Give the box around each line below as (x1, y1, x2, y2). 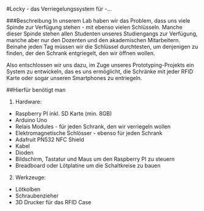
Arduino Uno (15, 116, 48, 124)
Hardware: (15, 98, 42, 105)
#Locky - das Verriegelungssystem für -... (6, 6, 112, 12)
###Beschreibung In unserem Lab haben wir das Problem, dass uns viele (6, 17, 191, 24)
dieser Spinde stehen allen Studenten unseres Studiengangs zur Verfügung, (6, 30, 198, 37)
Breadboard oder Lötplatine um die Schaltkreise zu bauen (15, 162, 161, 169)
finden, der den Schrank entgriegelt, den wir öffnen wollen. (6, 50, 156, 57)
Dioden (15, 149, 34, 156)
